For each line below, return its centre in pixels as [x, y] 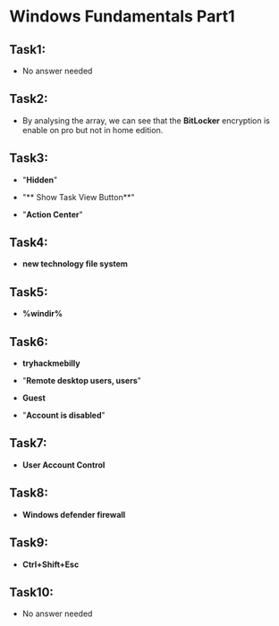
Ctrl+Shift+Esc [51, 564]
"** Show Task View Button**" [78, 197]
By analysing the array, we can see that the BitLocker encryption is [146, 120]
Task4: [29, 243]
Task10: [31, 592]
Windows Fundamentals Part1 [122, 17]
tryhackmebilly [51, 363]
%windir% [42, 314]
